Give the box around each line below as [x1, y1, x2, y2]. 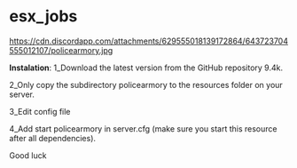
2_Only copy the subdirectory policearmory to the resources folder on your [9, 79, 284, 90]
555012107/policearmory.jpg [9, 44, 113, 55]
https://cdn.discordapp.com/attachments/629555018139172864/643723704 [9, 36, 288, 46]
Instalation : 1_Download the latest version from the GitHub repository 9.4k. [9, 62, 284, 73]
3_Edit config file [9, 106, 71, 116]
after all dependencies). [9, 132, 96, 143]
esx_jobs [9, 6, 78, 27]
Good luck [9, 149, 47, 161]
